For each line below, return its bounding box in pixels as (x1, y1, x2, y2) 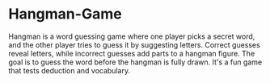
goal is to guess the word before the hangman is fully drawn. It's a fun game (8, 57, 263, 67)
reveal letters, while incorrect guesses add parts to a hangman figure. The (8, 48, 255, 58)
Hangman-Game (8, 5, 123, 23)
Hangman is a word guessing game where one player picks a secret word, (8, 31, 255, 41)
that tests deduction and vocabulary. (8, 65, 131, 75)
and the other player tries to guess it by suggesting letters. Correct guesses (8, 39, 260, 49)
